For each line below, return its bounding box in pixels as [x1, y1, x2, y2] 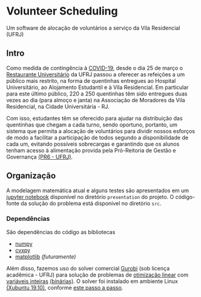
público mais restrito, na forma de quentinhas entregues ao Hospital [6, 77, 176, 84]
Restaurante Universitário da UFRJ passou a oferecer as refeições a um [6, 71, 185, 78]
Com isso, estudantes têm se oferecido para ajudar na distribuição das [6, 114, 183, 122]
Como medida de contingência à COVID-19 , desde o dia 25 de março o [6, 64, 183, 71]
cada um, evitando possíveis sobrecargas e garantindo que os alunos [6, 140, 180, 148]
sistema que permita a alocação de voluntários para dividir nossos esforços [6, 127, 196, 134]
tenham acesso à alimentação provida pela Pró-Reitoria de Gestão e [6, 146, 176, 154]
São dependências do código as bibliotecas [6, 228, 116, 235]
